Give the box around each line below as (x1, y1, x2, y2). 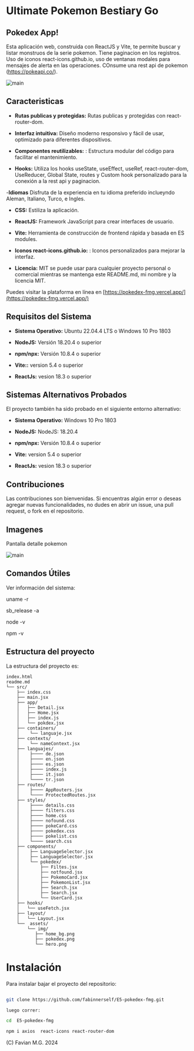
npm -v (6, 630, 24, 637)
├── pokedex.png (35, 936, 75, 942)
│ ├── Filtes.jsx (16, 864, 78, 870)
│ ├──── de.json (16, 751, 65, 757)
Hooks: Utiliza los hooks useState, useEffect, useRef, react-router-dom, (14, 165, 189, 172)
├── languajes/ (16, 745, 54, 752)
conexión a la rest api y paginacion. (14, 178, 101, 185)
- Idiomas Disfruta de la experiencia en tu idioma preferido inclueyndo (6, 189, 175, 196)
